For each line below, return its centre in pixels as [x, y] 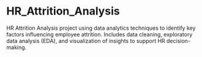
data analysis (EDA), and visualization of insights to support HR [86, 41]
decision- [178, 41]
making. [17, 47]
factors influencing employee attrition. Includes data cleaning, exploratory [99, 34]
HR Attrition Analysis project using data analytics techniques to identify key [101, 28]
